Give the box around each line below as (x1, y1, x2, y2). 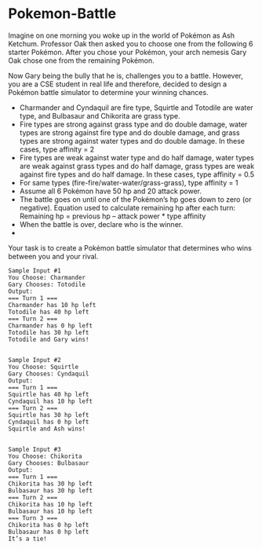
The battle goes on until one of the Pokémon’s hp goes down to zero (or (19, 194, 253, 204)
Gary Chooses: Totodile (8, 280, 86, 288)
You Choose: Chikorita (8, 452, 82, 460)
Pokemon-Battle (8, 5, 116, 23)
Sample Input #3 (8, 445, 61, 453)
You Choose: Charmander (8, 273, 86, 281)
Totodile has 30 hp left (8, 328, 89, 336)
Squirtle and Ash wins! (8, 425, 86, 433)
